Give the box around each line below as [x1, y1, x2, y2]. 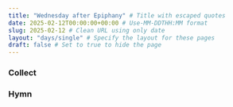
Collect [8, 67, 37, 78]
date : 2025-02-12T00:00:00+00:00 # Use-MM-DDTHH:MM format [8, 19, 208, 27]
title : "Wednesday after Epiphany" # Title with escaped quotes [8, 11, 226, 20]
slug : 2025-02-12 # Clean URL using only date [8, 26, 165, 34]
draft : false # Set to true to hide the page [8, 41, 161, 49]
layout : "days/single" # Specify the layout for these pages [8, 33, 216, 42]
